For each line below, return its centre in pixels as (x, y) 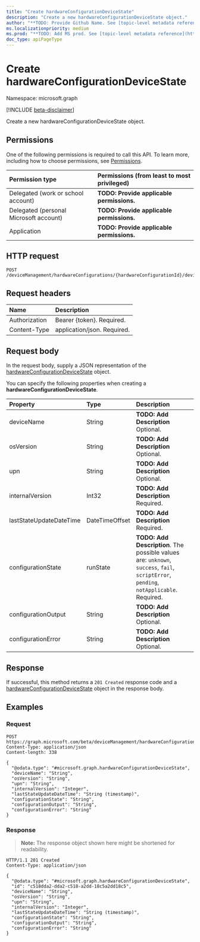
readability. (35, 849)
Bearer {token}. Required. (90, 320)
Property (22, 405)
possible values (158, 553)
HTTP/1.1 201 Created (33, 860)
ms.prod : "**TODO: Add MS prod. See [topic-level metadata (81, 34)
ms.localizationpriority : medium (48, 28)
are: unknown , (154, 560)
